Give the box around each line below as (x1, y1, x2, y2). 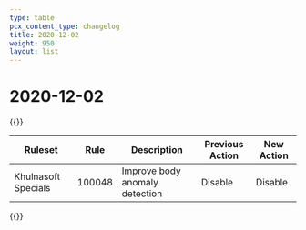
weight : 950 (9, 38, 55, 48)
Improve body (121, 165, 181, 177)
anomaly (121, 176, 159, 189)
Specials (14, 182, 51, 195)
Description (130, 144, 184, 156)
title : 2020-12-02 (9, 30, 79, 39)
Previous (204, 138, 244, 151)
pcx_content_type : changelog (9, 22, 120, 31)
